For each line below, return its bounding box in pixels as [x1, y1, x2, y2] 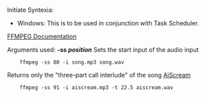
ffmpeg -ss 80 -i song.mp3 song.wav [19, 59, 125, 66]
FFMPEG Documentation [7, 32, 77, 40]
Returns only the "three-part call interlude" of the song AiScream [7, 71, 191, 79]
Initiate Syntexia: [7, 6, 54, 14]
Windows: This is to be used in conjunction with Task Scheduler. [16, 19, 199, 27]
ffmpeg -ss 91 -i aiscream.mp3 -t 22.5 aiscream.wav [19, 84, 174, 91]
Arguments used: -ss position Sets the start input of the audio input [7, 46, 199, 53]
